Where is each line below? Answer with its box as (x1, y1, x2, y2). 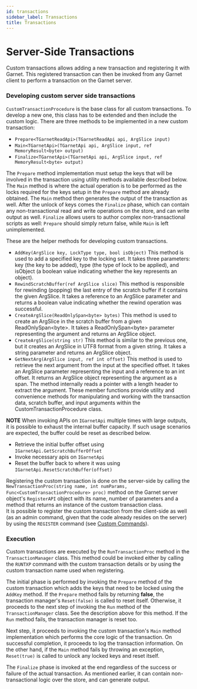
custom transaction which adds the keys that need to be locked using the (6, 584, 184, 591)
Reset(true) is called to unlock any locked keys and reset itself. (6, 652, 160, 659)
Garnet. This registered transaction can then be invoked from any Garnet (6, 71, 182, 78)
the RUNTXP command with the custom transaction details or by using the (6, 561, 181, 568)
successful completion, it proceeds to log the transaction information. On (6, 639, 183, 647)
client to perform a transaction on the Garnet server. (6, 77, 132, 84)
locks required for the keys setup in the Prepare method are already (6, 188, 169, 195)
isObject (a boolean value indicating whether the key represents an (14, 268, 178, 275)
